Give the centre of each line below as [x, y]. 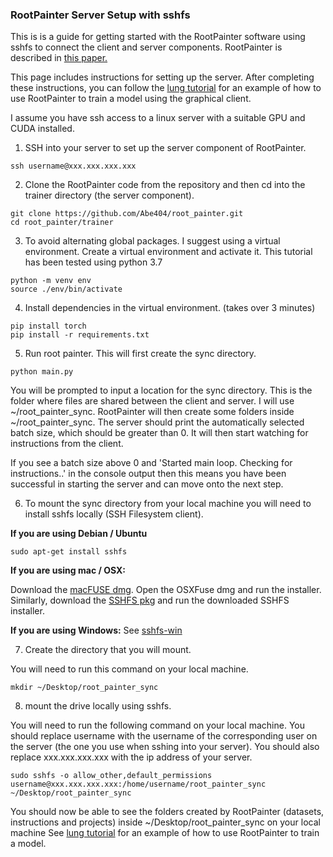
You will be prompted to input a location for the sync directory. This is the [161, 390]
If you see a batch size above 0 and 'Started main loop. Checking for [151, 463]
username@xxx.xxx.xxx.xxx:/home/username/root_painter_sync [138, 784]
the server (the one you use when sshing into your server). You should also [165, 747]
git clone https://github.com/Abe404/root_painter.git [127, 214]
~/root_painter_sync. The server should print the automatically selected [157, 422]
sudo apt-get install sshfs [69, 552]
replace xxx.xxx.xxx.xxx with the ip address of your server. [131, 757]
